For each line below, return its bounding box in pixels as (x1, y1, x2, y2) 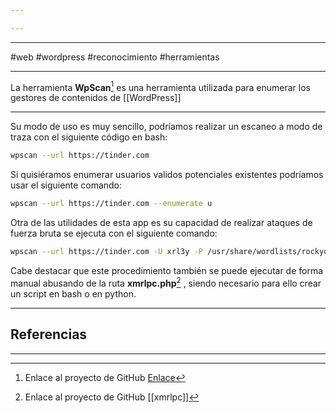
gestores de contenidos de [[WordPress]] (10, 92, 182, 104)
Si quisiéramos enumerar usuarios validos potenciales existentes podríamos (10, 169, 324, 181)
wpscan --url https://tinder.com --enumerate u (10, 199, 213, 209)
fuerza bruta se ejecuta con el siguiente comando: (10, 227, 218, 240)
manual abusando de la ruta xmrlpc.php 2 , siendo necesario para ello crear (10, 276, 322, 289)
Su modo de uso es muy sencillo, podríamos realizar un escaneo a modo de (10, 121, 323, 133)
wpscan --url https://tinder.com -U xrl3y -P (10, 247, 203, 257)
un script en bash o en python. (10, 287, 137, 300)
